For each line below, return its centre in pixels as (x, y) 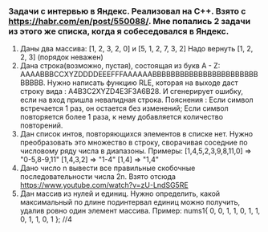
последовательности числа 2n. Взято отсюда (98, 177)
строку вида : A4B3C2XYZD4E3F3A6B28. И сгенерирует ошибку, (131, 92)
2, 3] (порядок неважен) (62, 57)
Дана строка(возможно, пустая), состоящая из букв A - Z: (120, 66)
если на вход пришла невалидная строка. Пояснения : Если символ (137, 100)
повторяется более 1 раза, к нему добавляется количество (121, 117)
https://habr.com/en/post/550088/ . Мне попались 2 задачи (130, 21)
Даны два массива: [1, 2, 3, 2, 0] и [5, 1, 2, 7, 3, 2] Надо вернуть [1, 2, (136, 49)
